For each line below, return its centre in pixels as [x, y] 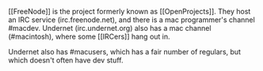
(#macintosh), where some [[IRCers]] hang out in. [89, 36]
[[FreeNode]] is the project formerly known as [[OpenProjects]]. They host [130, 11]
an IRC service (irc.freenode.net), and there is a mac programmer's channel [131, 20]
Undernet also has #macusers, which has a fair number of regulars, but [125, 52]
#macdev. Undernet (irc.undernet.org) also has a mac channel [110, 28]
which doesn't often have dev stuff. [66, 60]
